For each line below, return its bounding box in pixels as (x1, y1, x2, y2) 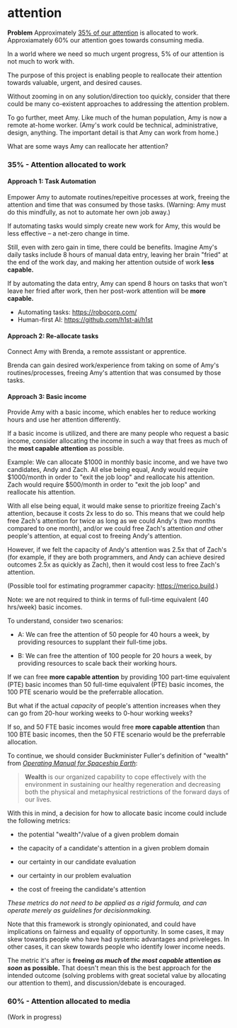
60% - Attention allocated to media (7, 996, 131, 1006)
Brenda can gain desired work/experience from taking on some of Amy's (7, 361, 219, 369)
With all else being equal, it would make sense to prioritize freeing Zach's (7, 502, 221, 510)
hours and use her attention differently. (7, 415, 121, 424)
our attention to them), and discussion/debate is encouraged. (7, 978, 186, 988)
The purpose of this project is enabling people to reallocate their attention (7, 71, 222, 79)
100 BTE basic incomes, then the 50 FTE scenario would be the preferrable (7, 730, 226, 739)
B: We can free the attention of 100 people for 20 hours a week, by (17, 652, 212, 660)
